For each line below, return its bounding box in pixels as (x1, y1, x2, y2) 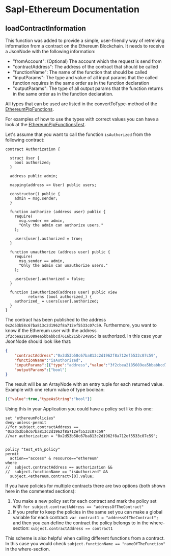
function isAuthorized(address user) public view (10, 290, 117, 295)
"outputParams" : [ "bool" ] (14, 367, 67, 373)
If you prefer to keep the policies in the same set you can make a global (12, 509, 163, 515)
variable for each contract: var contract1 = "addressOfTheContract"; (12, 515, 159, 521)
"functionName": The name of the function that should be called (12, 69, 148, 75)
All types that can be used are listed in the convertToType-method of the (5, 101, 158, 107)
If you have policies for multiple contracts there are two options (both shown (5, 483, 165, 489)
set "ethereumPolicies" (5, 415, 56, 421)
